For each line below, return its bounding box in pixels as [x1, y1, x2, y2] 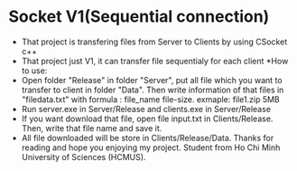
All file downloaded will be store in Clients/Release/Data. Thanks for [21, 132, 274, 143]
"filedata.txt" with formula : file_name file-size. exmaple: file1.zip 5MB [21, 93, 281, 105]
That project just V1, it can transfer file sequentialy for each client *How [21, 55, 289, 66]
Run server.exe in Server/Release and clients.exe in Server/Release [21, 103, 272, 114]
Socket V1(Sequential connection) [8, 6, 270, 27]
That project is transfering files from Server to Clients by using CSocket [21, 36, 288, 47]
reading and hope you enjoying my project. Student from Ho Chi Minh [21, 142, 281, 153]
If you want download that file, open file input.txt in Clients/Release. [21, 113, 274, 124]
